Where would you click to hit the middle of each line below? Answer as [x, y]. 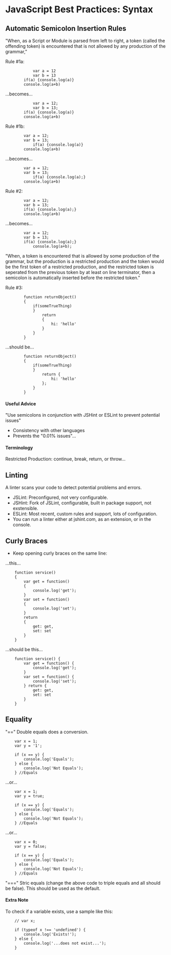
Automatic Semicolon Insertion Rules [66, 28]
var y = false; [31, 846]
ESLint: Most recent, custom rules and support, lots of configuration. [85, 514]
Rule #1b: [15, 126]
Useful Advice [21, 403]
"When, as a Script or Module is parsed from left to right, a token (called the [85, 41]
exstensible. [25, 509]
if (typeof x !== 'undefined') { [50, 930]
